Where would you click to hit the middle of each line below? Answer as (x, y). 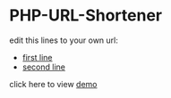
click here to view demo (53, 84)
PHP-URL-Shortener (86, 16)
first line (37, 57)
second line (43, 67)
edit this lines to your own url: (64, 40)
